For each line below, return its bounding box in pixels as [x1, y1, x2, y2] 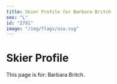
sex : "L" [6, 14, 28, 20]
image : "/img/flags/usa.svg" [6, 25, 79, 32]
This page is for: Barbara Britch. [6, 71, 85, 79]
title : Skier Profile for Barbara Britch [6, 8, 112, 15]
